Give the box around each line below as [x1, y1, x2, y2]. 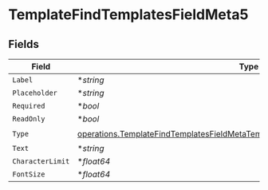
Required [12, 101, 45, 110]
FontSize [12, 170, 45, 179]
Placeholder [12, 89, 58, 97]
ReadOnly [12, 114, 45, 123]
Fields [8, 38, 40, 51]
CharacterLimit [12, 157, 70, 165]
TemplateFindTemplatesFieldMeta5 [8, 6, 249, 24]
